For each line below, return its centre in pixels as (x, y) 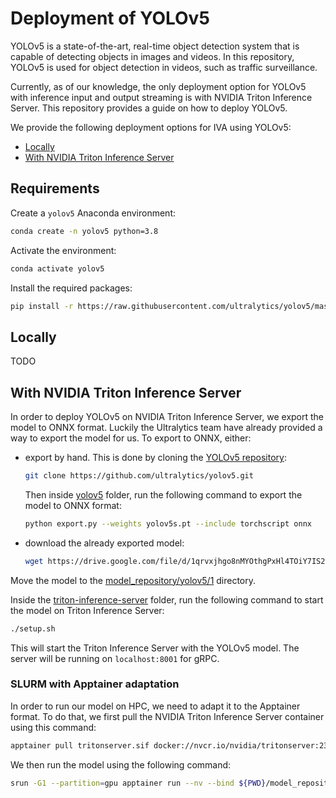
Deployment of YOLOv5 (110, 18)
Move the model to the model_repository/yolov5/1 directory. (133, 580)
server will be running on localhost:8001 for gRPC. (115, 658)
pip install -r (42, 306)
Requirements (55, 188)
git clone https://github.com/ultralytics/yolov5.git (139, 476)
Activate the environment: (63, 250)
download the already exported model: (104, 543)
